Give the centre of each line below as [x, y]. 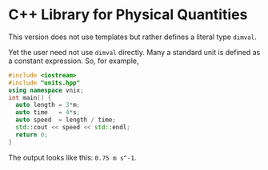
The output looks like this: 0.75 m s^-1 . [72, 157]
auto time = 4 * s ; [48, 113]
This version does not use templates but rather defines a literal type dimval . [133, 37]
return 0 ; [32, 134]
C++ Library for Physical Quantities [128, 15]
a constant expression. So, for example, [74, 61]
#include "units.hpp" [44, 83]
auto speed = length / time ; [66, 120]
